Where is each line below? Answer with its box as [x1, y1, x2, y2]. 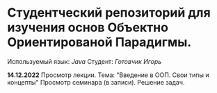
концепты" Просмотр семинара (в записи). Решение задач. [7, 78, 185, 86]
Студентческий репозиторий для [7, 5, 211, 21]
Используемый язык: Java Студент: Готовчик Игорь [7, 57, 162, 65]
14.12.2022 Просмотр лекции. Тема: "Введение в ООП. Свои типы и [7, 71, 210, 79]
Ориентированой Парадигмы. [7, 35, 192, 50]
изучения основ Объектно [7, 19, 169, 35]
